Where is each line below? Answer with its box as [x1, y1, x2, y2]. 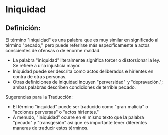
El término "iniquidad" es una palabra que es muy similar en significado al [5, 37, 159, 43]
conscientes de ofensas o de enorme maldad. [5, 48, 101, 53]
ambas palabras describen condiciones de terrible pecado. [12, 84, 136, 90]
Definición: [5, 24, 41, 32]
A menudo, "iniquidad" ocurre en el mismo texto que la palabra [12, 114, 144, 120]
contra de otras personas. [12, 74, 67, 79]
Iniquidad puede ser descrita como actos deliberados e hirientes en [12, 68, 154, 74]
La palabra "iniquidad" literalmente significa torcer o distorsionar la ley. [12, 57, 161, 63]
